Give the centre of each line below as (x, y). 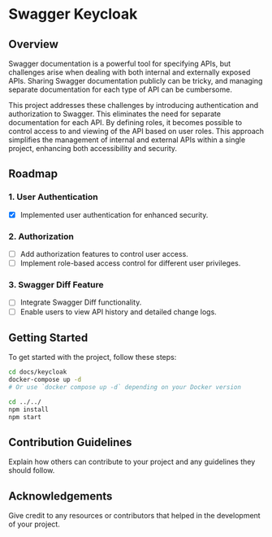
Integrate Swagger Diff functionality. (81, 302)
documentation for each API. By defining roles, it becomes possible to (125, 122)
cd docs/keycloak (38, 372)
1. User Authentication (54, 197)
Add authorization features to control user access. (104, 254)
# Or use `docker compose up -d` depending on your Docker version (125, 388)
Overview (34, 44)
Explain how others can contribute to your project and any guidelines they (132, 462)
